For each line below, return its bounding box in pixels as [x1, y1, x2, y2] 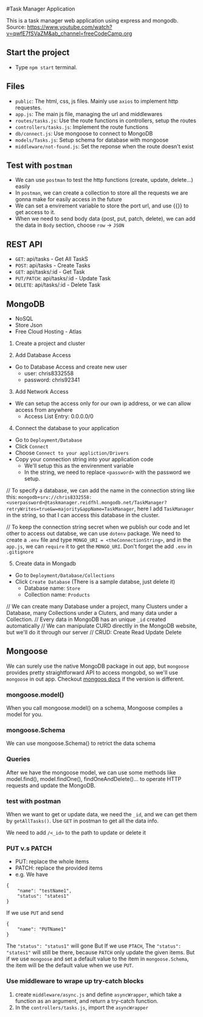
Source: [6, 24, 26, 30]
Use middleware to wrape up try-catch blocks [6, 977, 144, 985]
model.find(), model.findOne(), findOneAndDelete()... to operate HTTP [6, 775, 182, 782]
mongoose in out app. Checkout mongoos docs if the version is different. [6, 675, 185, 682]
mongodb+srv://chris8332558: [18, 495, 92, 501]
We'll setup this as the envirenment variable [24, 462, 134, 470]
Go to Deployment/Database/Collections [15, 572, 115, 579]
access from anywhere [15, 406, 73, 414]
